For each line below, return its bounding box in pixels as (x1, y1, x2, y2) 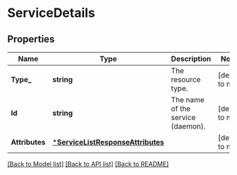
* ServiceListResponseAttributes (52, 138, 164, 147)
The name (171, 95, 205, 104)
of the (171, 104, 191, 114)
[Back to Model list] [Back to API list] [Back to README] (7, 160, 169, 168)
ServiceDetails (7, 5, 95, 21)
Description (171, 54, 212, 64)
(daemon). (171, 121, 206, 131)
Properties (7, 33, 55, 45)
